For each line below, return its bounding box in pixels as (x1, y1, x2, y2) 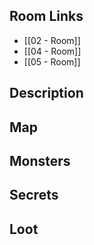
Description (9, 85, 84, 102)
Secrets (9, 187, 59, 204)
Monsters (9, 152, 71, 169)
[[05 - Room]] (23, 55, 81, 68)
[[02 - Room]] (23, 34, 81, 46)
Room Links (9, 8, 84, 25)
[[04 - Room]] (23, 45, 82, 57)
